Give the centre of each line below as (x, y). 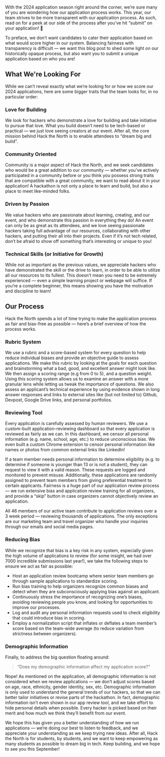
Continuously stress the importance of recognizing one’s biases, (77, 597)
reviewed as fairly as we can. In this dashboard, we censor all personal (77, 434)
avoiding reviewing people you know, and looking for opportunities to (82, 602)
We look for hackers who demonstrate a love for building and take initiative (81, 120)
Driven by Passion (27, 204)
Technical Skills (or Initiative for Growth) (54, 254)
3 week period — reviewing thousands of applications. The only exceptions (82, 516)
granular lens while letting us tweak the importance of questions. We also (80, 384)
